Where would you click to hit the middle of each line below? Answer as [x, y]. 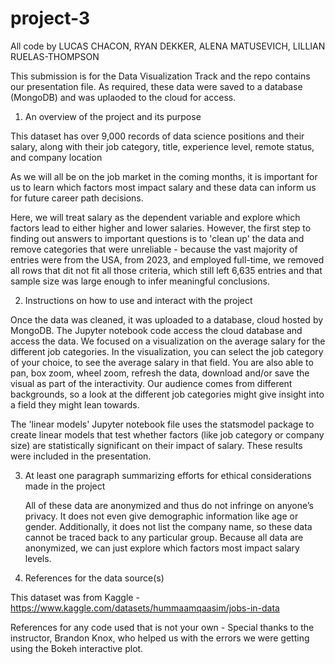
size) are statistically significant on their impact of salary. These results [156, 445]
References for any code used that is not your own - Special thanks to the [162, 627]
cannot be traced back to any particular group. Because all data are [164, 537]
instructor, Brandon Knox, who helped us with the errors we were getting [160, 638]
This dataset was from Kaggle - [75, 597]
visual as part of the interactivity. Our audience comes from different [151, 383]
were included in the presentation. [81, 456]
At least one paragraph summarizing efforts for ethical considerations [168, 475]
